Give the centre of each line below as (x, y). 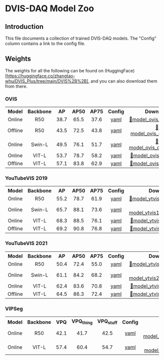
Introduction (24, 27)
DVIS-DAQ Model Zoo (50, 9)
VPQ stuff (107, 322)
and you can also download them (124, 81)
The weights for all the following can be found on (54, 70)
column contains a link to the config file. (45, 44)
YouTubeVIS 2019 (26, 178)
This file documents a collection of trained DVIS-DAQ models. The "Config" (81, 38)
